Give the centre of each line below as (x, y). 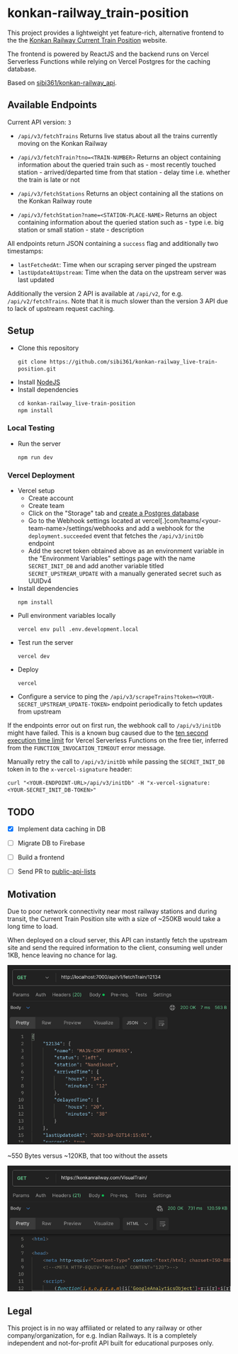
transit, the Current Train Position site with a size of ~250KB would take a (114, 919)
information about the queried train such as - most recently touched (117, 164)
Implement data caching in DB (62, 829)
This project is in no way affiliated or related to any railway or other (105, 1328)
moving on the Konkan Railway (62, 143)
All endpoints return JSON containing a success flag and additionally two (113, 243)
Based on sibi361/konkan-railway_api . (62, 82)
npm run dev (35, 457)
